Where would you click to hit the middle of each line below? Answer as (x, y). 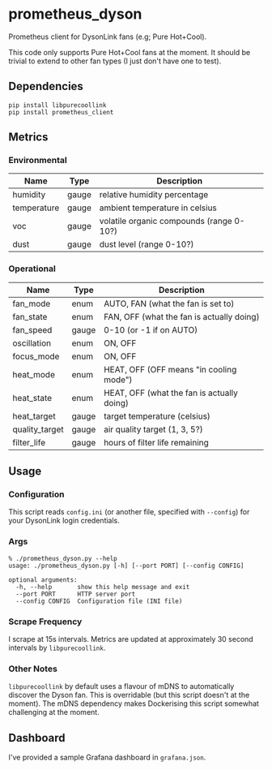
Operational (32, 269)
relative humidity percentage (154, 195)
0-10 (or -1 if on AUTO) (151, 329)
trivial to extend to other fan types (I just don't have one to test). (115, 61)
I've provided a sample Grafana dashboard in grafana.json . (107, 757)
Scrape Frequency (45, 622)
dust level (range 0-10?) (147, 244)
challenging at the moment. (54, 712)
